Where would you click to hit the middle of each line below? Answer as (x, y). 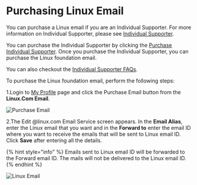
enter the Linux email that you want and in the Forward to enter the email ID (99, 127)
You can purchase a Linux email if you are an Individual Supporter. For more (99, 27)
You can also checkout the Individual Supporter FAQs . (72, 69)
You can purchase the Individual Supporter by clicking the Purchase (89, 45)
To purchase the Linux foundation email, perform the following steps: (90, 81)
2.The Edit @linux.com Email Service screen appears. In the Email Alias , (94, 121)
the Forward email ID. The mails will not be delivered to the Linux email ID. (96, 158)
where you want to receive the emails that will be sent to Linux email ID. (93, 134)
